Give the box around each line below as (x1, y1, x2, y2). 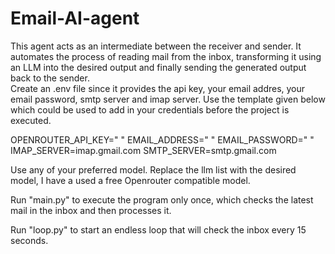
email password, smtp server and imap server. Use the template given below (10, 93, 326, 105)
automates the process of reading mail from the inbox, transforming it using (10, 50, 322, 62)
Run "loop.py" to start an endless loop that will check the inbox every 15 (10, 223, 307, 236)
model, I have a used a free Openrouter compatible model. (10, 174, 251, 186)
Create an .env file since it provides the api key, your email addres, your (10, 82, 306, 94)
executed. (10, 114, 52, 126)
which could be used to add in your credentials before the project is (10, 103, 290, 116)
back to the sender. (10, 72, 90, 84)
